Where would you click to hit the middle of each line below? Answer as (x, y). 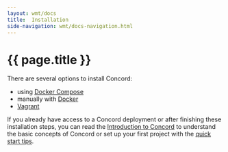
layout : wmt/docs (32, 13)
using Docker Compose (50, 92)
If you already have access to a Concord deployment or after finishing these (114, 119)
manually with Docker (48, 99)
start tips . (21, 141)
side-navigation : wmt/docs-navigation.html (70, 26)
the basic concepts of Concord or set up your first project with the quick (109, 134)
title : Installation (38, 20)
